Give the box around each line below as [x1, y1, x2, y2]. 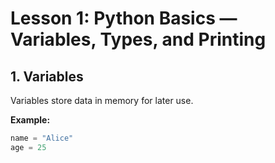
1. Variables [10, 68, 84, 85]
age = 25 [10, 142, 47, 152]
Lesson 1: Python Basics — [10, 7, 238, 30]
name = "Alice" [10, 133, 74, 143]
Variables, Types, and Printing [10, 28, 267, 51]
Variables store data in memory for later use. [10, 95, 194, 106]
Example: [10, 114, 51, 126]
